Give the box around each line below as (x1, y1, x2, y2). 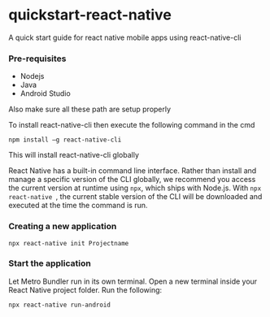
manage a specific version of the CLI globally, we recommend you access (8, 175, 256, 185)
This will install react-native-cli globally (8, 150, 140, 160)
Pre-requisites (8, 53, 67, 64)
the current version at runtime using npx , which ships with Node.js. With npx (8, 183, 262, 193)
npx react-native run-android (8, 301, 111, 309)
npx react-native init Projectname (8, 239, 129, 247)
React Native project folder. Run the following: (8, 284, 163, 294)
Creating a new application (8, 221, 117, 232)
